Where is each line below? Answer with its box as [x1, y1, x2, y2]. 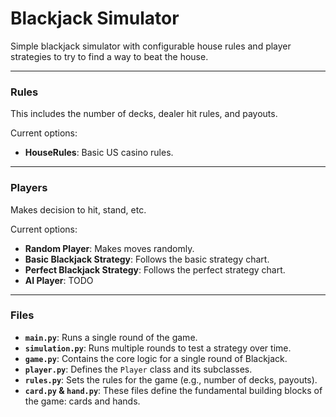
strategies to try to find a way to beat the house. [10, 50, 209, 62]
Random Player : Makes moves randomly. [24, 242, 195, 254]
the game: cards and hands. [24, 395, 141, 407]
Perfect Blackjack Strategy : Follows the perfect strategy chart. [24, 263, 286, 276]
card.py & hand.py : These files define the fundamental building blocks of [24, 384, 323, 396]
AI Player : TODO [24, 274, 94, 286]
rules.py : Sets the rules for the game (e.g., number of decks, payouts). [24, 373, 318, 386]
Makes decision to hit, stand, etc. [10, 203, 147, 216]
